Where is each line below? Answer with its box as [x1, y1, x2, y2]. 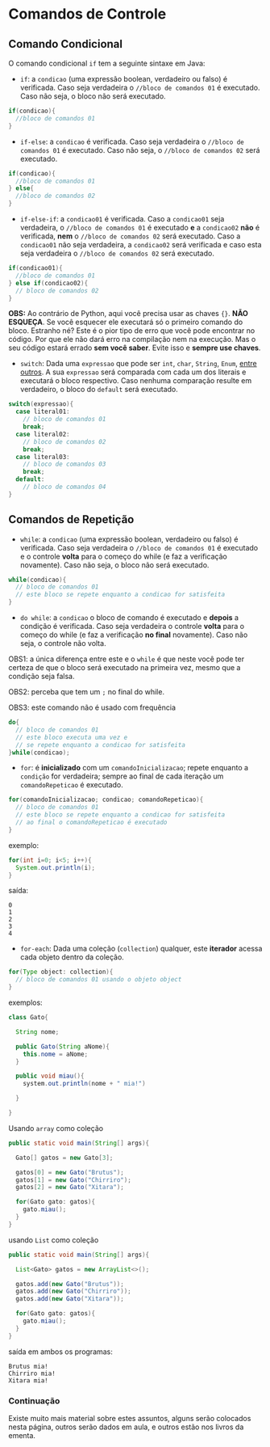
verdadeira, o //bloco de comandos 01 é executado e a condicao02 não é [19, 223, 260, 232]
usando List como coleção [8, 1234, 99, 1245]
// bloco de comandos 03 [23, 460, 106, 469]
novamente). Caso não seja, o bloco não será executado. [19, 559, 210, 570]
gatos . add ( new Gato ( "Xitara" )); [15, 1295, 125, 1303]
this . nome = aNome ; [23, 1050, 89, 1058]
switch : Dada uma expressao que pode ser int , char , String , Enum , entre [19, 359, 258, 369]
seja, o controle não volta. [19, 639, 106, 648]
